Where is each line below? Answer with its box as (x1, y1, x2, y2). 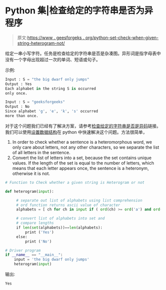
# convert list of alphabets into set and (16, 216, 105, 221)
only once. (5, 90, 28, 96)
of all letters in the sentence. (12, 149, 71, 155)
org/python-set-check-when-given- (85, 35, 159, 41)
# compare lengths (16, 221, 54, 226)
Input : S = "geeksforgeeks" (5, 100, 65, 105)
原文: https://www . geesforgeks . (17, 35, 84, 41)
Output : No (5, 104, 30, 109)
